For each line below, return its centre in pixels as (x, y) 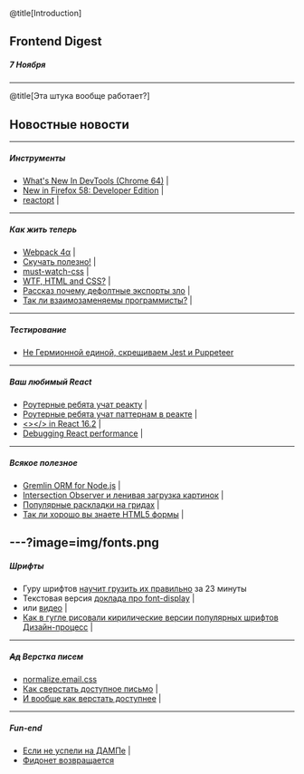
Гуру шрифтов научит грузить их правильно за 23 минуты (134, 589)
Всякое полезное (44, 462)
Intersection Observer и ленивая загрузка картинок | (123, 495)
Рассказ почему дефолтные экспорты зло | (106, 291)
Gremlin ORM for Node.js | (71, 486)
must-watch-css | (56, 272)
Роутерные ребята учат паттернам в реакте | (109, 414)
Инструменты (38, 158)
